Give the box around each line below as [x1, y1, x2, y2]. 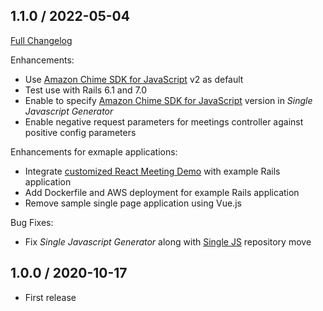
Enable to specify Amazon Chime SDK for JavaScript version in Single [24, 94, 313, 106]
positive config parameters [24, 126, 137, 138]
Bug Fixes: [10, 216, 54, 228]
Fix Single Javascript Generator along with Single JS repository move [24, 235, 312, 248]
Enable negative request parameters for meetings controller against [24, 115, 304, 128]
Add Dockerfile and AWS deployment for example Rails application [24, 186, 300, 198]
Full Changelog [10, 34, 73, 46]
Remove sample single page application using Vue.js [24, 197, 242, 209]
